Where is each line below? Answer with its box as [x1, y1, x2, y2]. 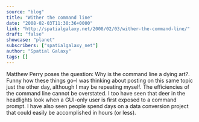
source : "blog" [6, 8, 45, 15]
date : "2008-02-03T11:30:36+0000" [6, 20, 93, 26]
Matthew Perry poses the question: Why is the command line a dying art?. [6, 70, 190, 77]
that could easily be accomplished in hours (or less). [6, 109, 137, 116]
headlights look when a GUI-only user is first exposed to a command [6, 96, 177, 103]
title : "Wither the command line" [6, 14, 93, 21]
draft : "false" [6, 31, 45, 37]
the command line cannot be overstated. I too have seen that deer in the [6, 89, 186, 97]
